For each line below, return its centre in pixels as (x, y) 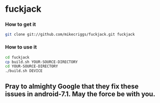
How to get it (20, 25)
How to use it (21, 47)
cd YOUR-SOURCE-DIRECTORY (31, 66)
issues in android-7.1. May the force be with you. (80, 94)
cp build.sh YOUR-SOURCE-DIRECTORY (41, 62)
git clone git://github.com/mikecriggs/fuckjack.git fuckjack (70, 35)
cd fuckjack (17, 57)
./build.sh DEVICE (24, 71)
